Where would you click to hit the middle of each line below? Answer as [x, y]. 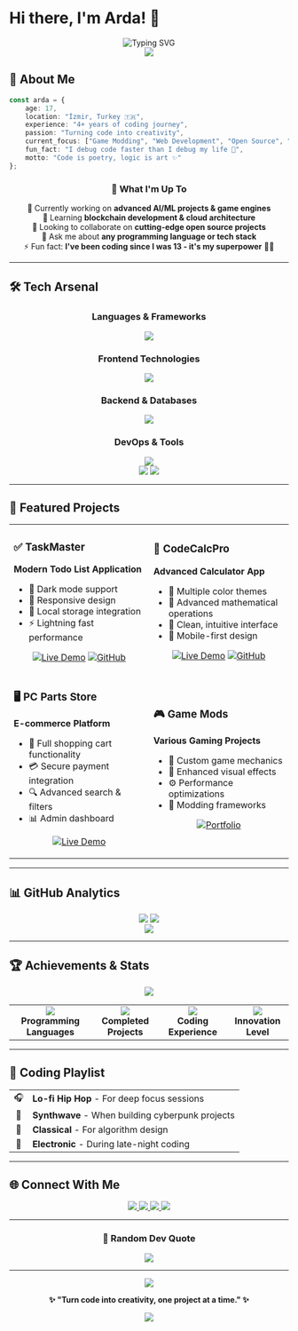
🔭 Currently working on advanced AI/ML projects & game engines [149, 208]
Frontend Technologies [149, 359]
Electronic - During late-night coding [111, 1144]
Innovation [258, 1020]
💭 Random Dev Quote [149, 1239]
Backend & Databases [149, 400]
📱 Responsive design [72, 600]
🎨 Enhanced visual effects [222, 772]
